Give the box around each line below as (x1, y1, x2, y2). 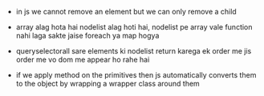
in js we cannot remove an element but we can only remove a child (15, 7, 237, 16)
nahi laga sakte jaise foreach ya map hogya (15, 31, 160, 40)
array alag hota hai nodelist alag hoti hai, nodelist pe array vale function (15, 22, 253, 31)
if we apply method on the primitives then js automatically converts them (15, 70, 257, 79)
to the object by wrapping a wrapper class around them (15, 79, 201, 88)
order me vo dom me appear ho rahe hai (15, 55, 150, 64)
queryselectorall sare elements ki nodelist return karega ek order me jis (15, 46, 252, 55)
